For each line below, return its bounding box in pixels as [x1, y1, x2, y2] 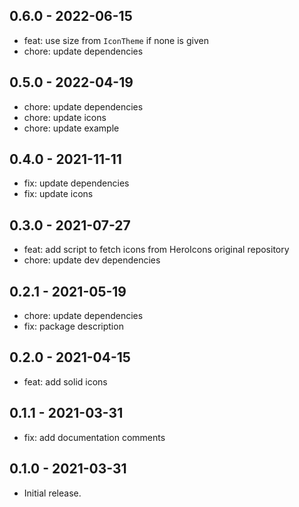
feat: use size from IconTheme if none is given [23, 34, 209, 46]
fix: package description [23, 320, 124, 333]
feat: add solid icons [23, 375, 108, 388]
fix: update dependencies [23, 177, 130, 189]
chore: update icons [23, 111, 107, 123]
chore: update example [23, 122, 120, 134]
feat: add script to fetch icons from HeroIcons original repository [23, 244, 290, 256]
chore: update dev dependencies [23, 254, 161, 266]
